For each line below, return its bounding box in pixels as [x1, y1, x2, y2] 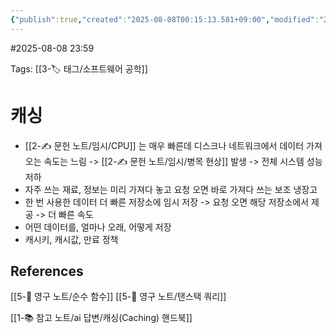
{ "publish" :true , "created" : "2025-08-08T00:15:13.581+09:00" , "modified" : [10, 14, 320, 25]
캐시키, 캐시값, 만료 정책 [24, 233, 119, 245]
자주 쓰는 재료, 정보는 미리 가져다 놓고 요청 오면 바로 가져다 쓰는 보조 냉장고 [24, 183, 318, 195]
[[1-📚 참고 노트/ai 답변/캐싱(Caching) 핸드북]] [10, 312, 193, 324]
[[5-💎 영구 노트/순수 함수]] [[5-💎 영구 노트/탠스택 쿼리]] [10, 291, 227, 303]
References [10, 262, 84, 280]
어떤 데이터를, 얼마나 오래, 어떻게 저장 [24, 221, 172, 233]
